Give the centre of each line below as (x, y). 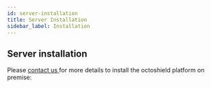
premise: (20, 77)
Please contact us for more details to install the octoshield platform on (106, 70)
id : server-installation (42, 13)
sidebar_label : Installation (49, 26)
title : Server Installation (47, 20)
